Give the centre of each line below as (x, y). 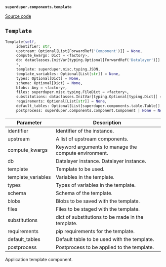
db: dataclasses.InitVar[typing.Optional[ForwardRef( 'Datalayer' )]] (88, 60)
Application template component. (39, 259)
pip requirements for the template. (95, 231)
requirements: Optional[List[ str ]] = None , (62, 101)
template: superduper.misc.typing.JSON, (58, 69)
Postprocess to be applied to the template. (105, 247)
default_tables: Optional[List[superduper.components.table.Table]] (88, 106)
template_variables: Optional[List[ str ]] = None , (68, 74)
